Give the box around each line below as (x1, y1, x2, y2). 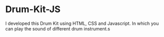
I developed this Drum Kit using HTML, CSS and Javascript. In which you (5, 20, 159, 26)
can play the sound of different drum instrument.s (5, 25, 110, 31)
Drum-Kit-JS (5, 4, 60, 15)
